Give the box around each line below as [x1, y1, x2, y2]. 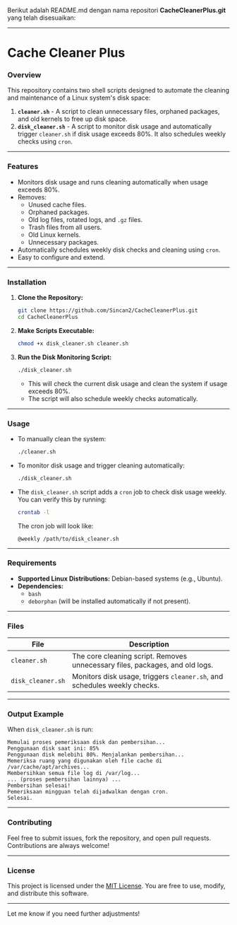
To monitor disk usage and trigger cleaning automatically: [17, 461, 186, 470]
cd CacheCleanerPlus [17, 313, 78, 320]
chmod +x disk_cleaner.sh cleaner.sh [17, 339, 129, 347]
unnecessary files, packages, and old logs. [71, 661, 214, 670]
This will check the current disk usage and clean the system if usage [28, 379, 228, 388]
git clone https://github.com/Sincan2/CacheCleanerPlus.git [17, 307, 198, 314]
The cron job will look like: [17, 521, 94, 530]
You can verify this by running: [17, 495, 107, 504]
